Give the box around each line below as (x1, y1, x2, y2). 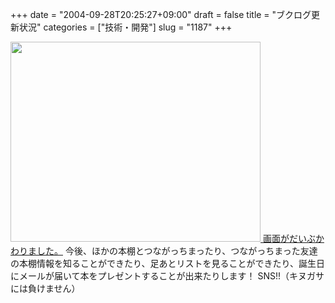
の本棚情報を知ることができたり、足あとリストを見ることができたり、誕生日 (10, 258, 325, 269)
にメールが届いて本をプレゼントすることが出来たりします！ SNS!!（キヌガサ (10, 270, 325, 282)
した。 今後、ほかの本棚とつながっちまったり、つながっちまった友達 (36, 245, 318, 257)
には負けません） (10, 283, 81, 294)
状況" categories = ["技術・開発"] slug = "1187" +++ (18, 21, 233, 33)
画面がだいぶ (262, 233, 316, 244)
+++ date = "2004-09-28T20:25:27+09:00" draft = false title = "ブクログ (10, 9, 312, 20)
